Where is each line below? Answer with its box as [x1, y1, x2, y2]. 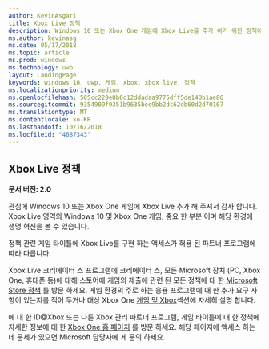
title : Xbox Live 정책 [8, 19, 81, 27]
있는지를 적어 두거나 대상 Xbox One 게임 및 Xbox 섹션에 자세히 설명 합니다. [22, 295, 256, 305]
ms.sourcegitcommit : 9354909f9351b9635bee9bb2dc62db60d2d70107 [8, 101, 224, 109]
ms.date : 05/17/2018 [8, 42, 78, 50]
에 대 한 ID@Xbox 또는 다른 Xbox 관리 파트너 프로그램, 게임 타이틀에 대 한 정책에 [8, 312, 260, 322]
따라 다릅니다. [8, 248, 52, 258]
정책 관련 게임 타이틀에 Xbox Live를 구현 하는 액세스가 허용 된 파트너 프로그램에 [8, 239, 256, 248]
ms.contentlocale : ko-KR [8, 116, 91, 124]
